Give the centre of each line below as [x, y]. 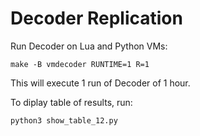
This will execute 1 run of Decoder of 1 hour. [100, 83]
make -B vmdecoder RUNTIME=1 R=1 [80, 64]
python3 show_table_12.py [64, 120]
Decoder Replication [96, 18]
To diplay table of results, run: [71, 102]
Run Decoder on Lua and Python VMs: [89, 46]
